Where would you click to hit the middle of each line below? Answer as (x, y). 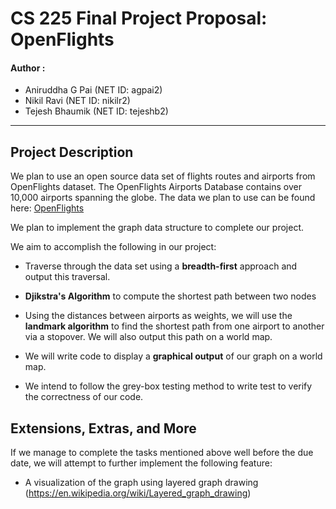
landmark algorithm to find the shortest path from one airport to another (174, 326)
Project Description (72, 152)
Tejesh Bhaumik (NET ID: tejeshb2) (96, 111)
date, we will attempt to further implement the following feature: (141, 463)
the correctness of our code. (84, 397)
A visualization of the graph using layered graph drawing (141, 483)
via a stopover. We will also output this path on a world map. (148, 337)
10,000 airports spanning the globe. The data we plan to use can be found (163, 198)
